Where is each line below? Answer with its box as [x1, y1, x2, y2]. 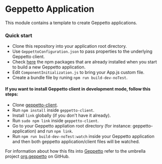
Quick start [5, 32, 33, 39]
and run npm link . [37, 128, 73, 134]
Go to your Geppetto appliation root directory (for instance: [12, 123, 132, 129]
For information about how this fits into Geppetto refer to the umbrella [5, 148, 146, 154]
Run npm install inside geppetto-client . [12, 107, 95, 113]
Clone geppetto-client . [12, 102, 58, 108]
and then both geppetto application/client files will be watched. [12, 139, 140, 145]
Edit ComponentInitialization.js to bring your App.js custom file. [12, 69, 145, 75]
